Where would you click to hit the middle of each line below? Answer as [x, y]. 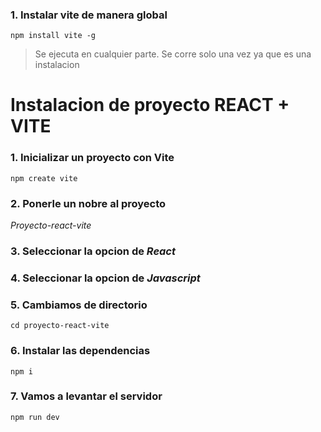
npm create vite [44, 178]
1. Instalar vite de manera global [89, 15]
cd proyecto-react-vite [60, 326]
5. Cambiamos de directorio [79, 305]
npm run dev [35, 417]
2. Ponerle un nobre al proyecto [88, 203]
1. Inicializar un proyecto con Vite [92, 158]
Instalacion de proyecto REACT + [150, 105]
